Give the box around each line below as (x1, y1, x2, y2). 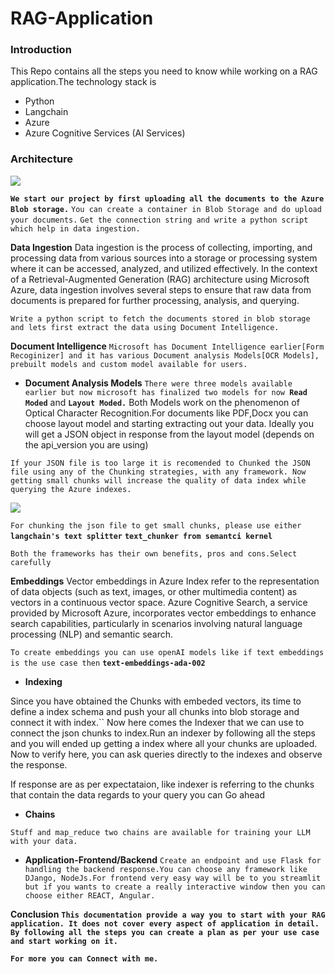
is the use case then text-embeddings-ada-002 (10, 658, 206, 668)
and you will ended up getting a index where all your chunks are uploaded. (10, 737, 318, 749)
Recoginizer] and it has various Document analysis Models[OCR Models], (10, 350, 320, 361)
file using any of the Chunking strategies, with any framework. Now (10, 467, 307, 477)
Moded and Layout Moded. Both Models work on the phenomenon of (24, 396, 300, 408)
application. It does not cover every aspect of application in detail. (10, 918, 320, 929)
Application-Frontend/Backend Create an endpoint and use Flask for (24, 853, 322, 866)
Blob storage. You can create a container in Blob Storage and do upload (10, 204, 322, 214)
